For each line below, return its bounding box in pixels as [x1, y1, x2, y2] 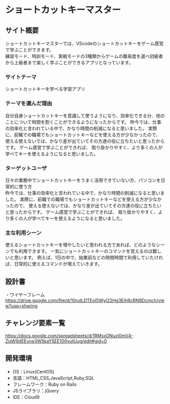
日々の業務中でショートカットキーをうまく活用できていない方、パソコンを [5, 177, 161, 183]
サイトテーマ [5, 73, 37, 80]
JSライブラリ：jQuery [12, 387, 59, 394]
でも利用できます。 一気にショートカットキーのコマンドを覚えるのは [9, 248, 153, 254]
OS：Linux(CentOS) [12, 368, 55, 374]
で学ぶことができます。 [5, 47, 54, 53]
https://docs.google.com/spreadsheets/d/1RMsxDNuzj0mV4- [5, 332, 133, 338]
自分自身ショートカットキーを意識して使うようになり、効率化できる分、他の [5, 112, 165, 119]
